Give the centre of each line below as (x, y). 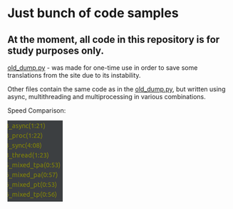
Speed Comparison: (37, 111)
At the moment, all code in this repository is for (114, 40)
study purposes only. (56, 50)
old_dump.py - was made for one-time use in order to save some (103, 68)
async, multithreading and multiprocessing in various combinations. (107, 97)
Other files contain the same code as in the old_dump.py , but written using (116, 89)
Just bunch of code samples (93, 13)
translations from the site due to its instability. (74, 75)
